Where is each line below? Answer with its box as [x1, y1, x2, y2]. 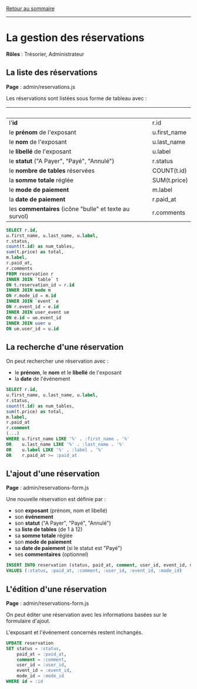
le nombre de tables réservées [9, 166, 95, 174]
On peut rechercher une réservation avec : [6, 357, 109, 365]
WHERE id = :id [6, 678, 43, 685]
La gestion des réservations [6, 31, 145, 45]
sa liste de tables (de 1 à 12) [14, 526, 83, 533]
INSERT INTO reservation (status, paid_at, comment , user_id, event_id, [6, 562, 188, 568]
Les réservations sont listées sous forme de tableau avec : [6, 94, 147, 102]
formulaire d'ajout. [6, 617, 51, 624]
